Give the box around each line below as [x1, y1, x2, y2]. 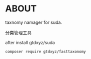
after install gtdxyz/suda [5, 39, 55, 45]
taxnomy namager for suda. [5, 19, 62, 25]
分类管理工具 [5, 29, 31, 35]
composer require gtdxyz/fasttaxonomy [5, 49, 86, 54]
